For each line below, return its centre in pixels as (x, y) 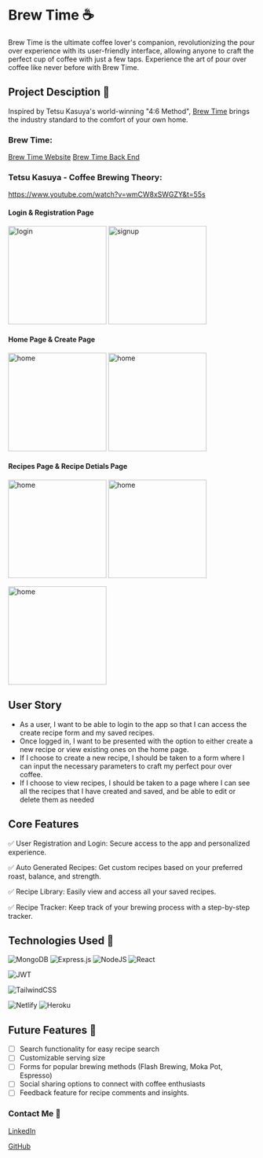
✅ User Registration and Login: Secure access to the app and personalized (129, 843)
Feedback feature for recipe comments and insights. (104, 1093)
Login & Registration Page (51, 212)
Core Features (44, 824)
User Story (35, 705)
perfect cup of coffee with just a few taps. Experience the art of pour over (128, 59)
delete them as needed (57, 799)
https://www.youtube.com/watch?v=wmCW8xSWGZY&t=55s (107, 194)
